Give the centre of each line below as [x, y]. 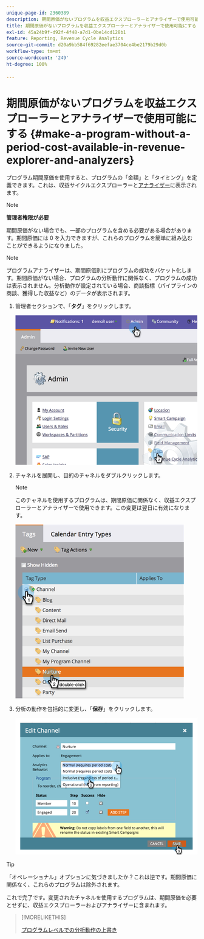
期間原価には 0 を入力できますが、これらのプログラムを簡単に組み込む [104, 238]
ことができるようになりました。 [46, 246]
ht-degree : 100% [27, 64]
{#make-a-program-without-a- [110, 134]
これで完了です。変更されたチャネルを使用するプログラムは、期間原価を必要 [102, 898]
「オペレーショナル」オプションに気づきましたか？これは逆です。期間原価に [102, 877]
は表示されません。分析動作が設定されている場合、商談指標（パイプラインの [102, 285]
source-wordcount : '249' [38, 58]
